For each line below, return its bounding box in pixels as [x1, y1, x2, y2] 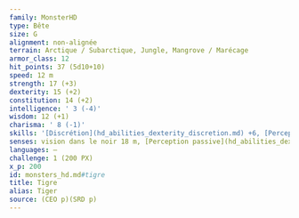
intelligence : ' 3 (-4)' [9, 104, 101, 113]
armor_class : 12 [9, 54, 69, 63]
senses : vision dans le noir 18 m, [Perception [9, 137, 190, 146]
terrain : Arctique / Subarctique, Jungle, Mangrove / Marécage [9, 46, 249, 55]
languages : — [9, 145, 58, 154]
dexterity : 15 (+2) [9, 87, 82, 96]
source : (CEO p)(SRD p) [9, 195, 98, 205]
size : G [9, 29, 38, 38]
